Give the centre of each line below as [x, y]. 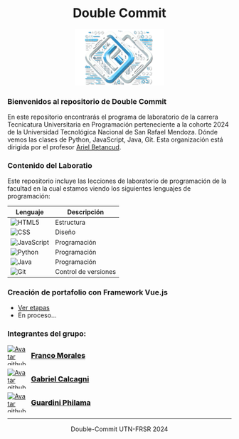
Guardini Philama [61, 402]
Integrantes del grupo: [47, 334]
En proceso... [37, 315]
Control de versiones [85, 272]
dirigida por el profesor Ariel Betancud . [64, 147]
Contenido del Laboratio [50, 165]
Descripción [86, 212]
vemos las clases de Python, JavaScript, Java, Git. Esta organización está [115, 139]
